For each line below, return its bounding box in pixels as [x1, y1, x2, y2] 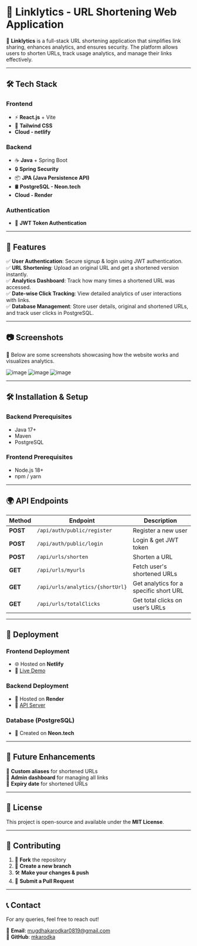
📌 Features [6, 242, 46, 252]
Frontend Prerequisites [6, 453, 73, 461]
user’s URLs [133, 603, 166, 612]
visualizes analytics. [6, 357, 55, 364]
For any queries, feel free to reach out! [6, 916, 99, 923]
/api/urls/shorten [37, 553, 89, 560]
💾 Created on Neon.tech [14, 729, 74, 736]
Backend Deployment [6, 682, 69, 690]
